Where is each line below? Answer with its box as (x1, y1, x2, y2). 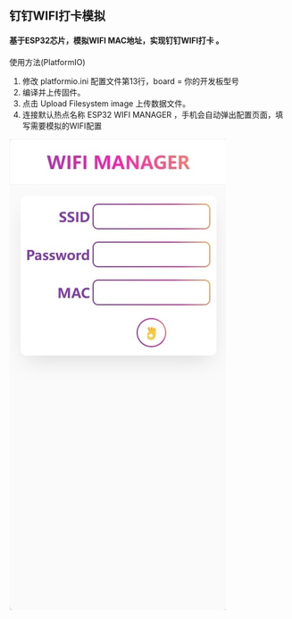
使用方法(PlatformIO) (9, 56, 87, 67)
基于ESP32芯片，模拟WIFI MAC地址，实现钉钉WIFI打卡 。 (9, 35, 224, 46)
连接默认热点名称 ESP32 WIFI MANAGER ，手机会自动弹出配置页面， (21, 109, 276, 120)
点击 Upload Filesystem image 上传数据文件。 (21, 97, 190, 109)
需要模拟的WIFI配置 (29, 120, 103, 131)
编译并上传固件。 (21, 87, 86, 97)
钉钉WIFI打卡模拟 (9, 8, 105, 24)
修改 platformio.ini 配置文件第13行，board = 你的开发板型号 (21, 75, 239, 87)
